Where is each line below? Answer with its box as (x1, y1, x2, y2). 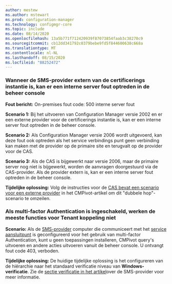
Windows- (121, 263, 144, 269)
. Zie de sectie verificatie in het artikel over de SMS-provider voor (27, 268, 164, 274)
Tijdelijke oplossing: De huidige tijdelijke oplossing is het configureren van (5, 257, 163, 264)
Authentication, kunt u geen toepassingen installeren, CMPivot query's (5, 236, 155, 243)
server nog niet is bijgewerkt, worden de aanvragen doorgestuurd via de (5, 163, 158, 169)
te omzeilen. (25, 195, 51, 201)
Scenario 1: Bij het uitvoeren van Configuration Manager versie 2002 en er (5, 111, 163, 117)
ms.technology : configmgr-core (5, 21, 72, 27)
